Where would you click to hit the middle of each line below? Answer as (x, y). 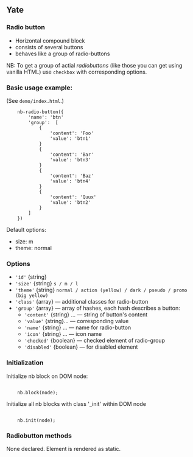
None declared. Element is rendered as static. (63, 448)
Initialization (25, 363)
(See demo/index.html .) (35, 100)
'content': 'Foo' (72, 133)
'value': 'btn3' (70, 160)
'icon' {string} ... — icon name (63, 334)
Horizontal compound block (50, 40)
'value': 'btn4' (70, 181)
